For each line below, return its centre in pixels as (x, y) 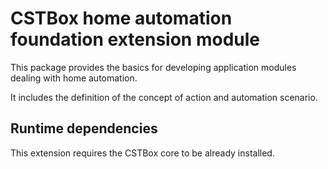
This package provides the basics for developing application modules (153, 67)
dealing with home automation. (74, 78)
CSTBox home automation (121, 18)
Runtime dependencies (84, 128)
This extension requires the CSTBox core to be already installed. (142, 153)
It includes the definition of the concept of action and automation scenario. (164, 97)
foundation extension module (135, 39)
